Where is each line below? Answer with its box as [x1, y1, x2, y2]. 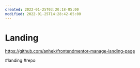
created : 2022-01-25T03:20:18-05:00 [5, 7, 79, 12]
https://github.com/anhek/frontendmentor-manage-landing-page [5, 48, 135, 54]
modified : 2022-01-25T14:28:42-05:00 [5, 12, 81, 16]
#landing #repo [5, 57, 36, 63]
